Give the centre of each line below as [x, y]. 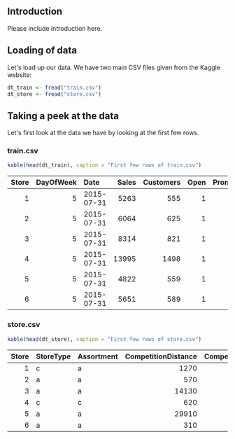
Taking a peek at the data [63, 116]
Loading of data [42, 51]
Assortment [98, 356]
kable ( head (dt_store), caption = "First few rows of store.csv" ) [104, 339]
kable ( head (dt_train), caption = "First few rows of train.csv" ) [104, 165]
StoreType [54, 356]
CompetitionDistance [161, 356]
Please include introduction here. [55, 28]
